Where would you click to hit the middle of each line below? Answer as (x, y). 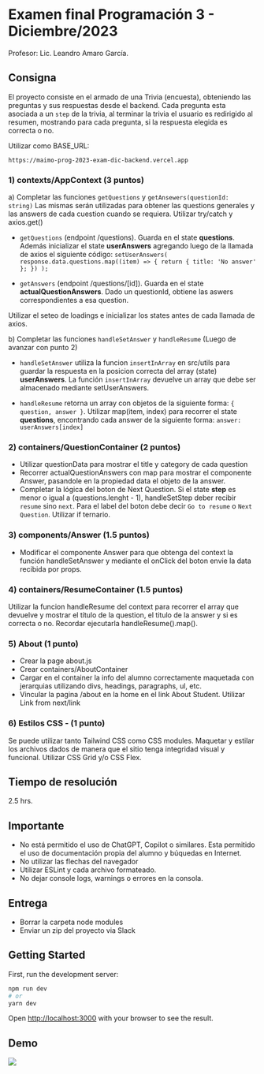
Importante (36, 826)
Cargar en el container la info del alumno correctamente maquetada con (137, 678)
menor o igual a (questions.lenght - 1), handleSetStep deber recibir (128, 498)
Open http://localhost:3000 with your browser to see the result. (111, 1018)
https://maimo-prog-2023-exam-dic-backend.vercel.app (99, 160)
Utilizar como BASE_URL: (49, 145)
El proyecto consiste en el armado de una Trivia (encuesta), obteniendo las (130, 97)
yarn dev (22, 1003)
